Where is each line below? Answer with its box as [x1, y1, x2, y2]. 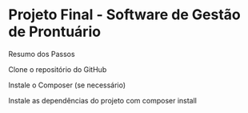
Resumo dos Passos [8, 49, 75, 59]
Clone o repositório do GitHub [8, 64, 107, 74]
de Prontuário [8, 22, 102, 41]
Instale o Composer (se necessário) [8, 80, 126, 90]
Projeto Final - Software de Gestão [8, 6, 242, 24]
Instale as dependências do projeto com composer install [8, 95, 198, 105]
